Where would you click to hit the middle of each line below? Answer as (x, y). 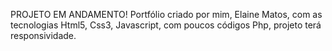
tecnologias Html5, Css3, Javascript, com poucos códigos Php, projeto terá (166, 25)
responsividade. (43, 35)
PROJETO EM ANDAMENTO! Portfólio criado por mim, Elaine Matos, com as (166, 14)
